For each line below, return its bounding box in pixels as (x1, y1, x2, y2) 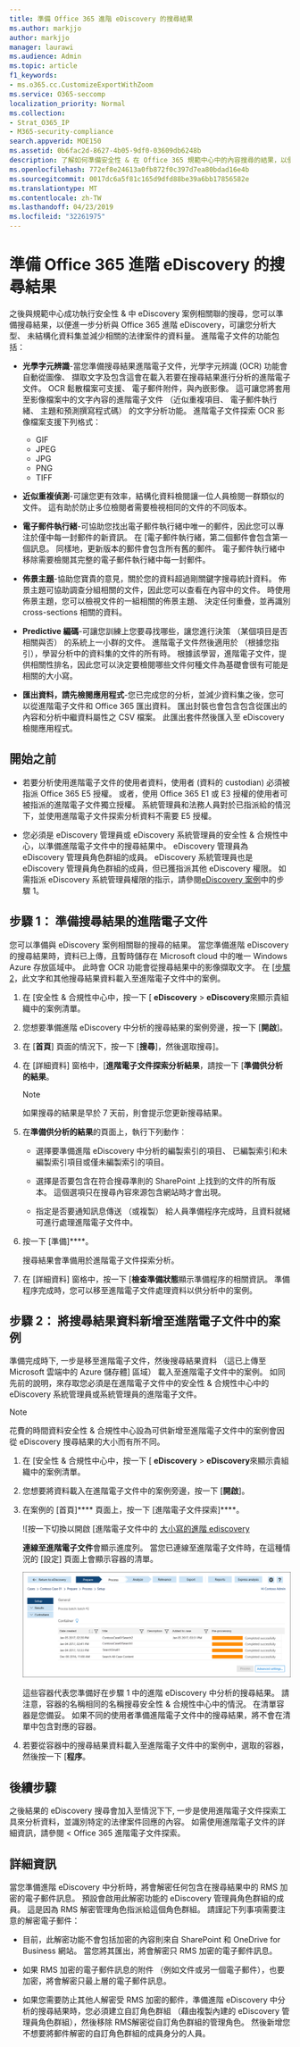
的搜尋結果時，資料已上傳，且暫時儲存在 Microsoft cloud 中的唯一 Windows (9, 950, 287, 961)
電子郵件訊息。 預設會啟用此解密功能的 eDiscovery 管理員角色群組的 (24, 1892, 277, 1903)
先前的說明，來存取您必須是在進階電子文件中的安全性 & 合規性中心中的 (9, 1378, 270, 1389)
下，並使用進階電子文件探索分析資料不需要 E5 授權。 (21, 810, 217, 821)
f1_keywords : (9, 71, 58, 80)
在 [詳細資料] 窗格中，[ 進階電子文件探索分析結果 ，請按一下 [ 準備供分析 (21, 1059, 284, 1071)
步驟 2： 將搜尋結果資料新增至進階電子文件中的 (9, 1313, 270, 1328)
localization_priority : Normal (9, 99, 126, 108)
